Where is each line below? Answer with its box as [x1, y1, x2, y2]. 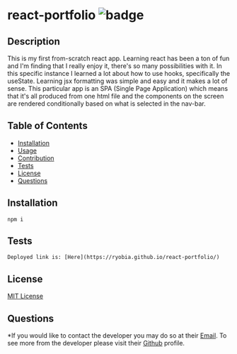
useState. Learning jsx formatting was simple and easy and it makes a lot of [7, 77, 228, 85]
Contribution [17, 153, 54, 162]
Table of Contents [7, 120, 88, 132]
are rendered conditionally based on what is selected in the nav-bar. [7, 99, 207, 108]
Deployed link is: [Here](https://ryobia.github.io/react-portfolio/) [7, 254, 220, 261]
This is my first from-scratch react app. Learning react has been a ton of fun [7, 54, 230, 62]
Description [7, 35, 60, 48]
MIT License [7, 292, 44, 301]
